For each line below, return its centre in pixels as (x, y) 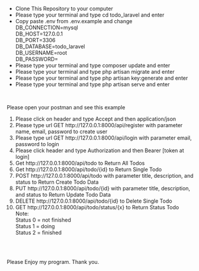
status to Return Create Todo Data (57, 182)
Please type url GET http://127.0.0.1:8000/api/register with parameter (99, 125)
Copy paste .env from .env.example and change (74, 21)
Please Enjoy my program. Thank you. (53, 262)
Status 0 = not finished (43, 220)
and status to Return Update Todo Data (63, 195)
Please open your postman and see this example (66, 107)
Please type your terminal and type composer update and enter (93, 65)
